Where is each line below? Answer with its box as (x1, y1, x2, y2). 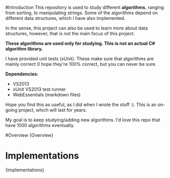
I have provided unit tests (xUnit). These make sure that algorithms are (5, 56, 154, 62)
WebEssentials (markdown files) (12, 92, 81, 97)
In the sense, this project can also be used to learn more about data (5, 25, 148, 31)
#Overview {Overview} (5, 132, 54, 138)
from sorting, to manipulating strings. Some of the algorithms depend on (5, 10, 158, 16)
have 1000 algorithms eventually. (5, 122, 75, 128)
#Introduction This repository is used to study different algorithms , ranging (5, 5, 164, 10)
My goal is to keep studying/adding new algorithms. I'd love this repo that (5, 117, 160, 123)
